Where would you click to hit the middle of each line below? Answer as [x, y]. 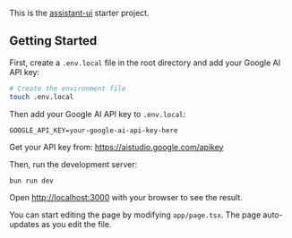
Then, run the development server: [73, 164]
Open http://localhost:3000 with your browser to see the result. [126, 198]
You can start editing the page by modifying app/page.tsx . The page [135, 215]
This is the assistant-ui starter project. [79, 13]
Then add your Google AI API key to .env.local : [98, 114]
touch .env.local [42, 97]
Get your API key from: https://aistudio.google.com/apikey [116, 147]
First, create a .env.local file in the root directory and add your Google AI [145, 63]
